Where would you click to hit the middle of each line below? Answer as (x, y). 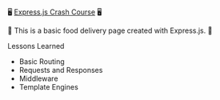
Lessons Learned (36, 46)
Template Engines (49, 87)
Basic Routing (42, 62)
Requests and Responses (61, 70)
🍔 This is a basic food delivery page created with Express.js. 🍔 (110, 30)
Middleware (38, 78)
